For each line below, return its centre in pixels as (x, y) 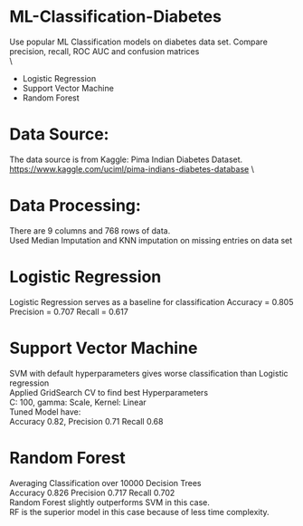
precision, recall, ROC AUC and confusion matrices (104, 51)
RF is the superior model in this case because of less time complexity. (139, 512)
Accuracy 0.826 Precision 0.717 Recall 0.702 (92, 493)
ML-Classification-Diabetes (115, 17)
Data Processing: (76, 206)
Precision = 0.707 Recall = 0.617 (69, 311)
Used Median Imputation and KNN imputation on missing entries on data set (151, 240)
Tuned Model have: (45, 411)
